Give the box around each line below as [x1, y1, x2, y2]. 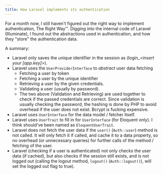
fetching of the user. [12, 142, 53, 148]
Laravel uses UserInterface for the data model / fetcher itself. [12, 111, 135, 117]
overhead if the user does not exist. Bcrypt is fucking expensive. [19, 106, 149, 112]
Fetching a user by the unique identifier [19, 75, 98, 81]
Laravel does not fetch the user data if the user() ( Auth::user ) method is [12, 127, 158, 133]
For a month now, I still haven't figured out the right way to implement [5, 20, 145, 26]
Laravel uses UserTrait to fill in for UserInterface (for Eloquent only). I [12, 117, 153, 122]
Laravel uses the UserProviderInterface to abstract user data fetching [12, 65, 153, 71]
